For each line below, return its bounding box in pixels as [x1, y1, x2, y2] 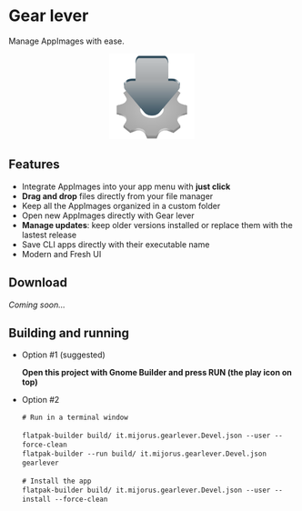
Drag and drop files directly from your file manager [21, 190, 214, 201]
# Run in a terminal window [21, 413, 128, 423]
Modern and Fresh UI [21, 248, 102, 259]
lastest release [21, 229, 77, 240]
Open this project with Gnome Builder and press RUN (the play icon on [21, 367, 293, 378]
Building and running [8, 325, 129, 341]
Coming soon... [8, 299, 65, 310]
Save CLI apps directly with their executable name [21, 238, 210, 250]
